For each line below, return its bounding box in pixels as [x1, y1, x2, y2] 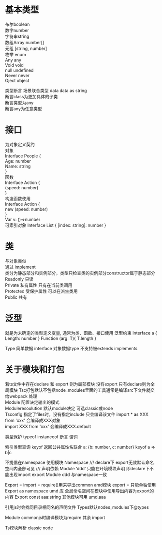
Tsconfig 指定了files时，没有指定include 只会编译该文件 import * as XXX [5, 411, 149, 417]
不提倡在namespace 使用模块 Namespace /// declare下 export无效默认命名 [5, 459, 154, 465]
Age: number [5, 158, 31, 164]
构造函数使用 [5, 196, 30, 201]
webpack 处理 [9, 393, 38, 399]
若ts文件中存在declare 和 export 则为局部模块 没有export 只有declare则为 [5, 381, 151, 387]
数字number [5, 27, 29, 33]
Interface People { [5, 153, 41, 159]
